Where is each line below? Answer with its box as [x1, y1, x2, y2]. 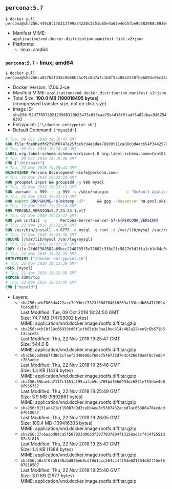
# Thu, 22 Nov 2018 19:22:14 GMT [5, 204, 77, 209]
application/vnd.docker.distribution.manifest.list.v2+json [12, 36, 144, 42]
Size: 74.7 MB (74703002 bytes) [20, 315, 89, 321]
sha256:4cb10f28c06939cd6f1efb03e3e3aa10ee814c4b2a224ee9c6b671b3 [20, 327, 165, 332]
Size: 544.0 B [20, 341, 49, 347]
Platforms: [12, 41, 35, 47]
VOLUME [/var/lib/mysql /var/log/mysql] [5, 237, 93, 242]
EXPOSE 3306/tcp [5, 275, 40, 280]
